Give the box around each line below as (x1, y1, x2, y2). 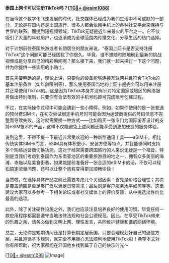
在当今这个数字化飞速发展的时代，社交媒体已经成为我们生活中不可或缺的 (5, 16, 155, 22)
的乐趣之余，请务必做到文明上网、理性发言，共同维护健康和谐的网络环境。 (5, 219, 159, 225)
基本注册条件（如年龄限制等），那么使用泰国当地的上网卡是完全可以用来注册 (5, 81, 162, 87)
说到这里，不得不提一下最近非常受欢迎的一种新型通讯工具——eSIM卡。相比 (5, 134, 161, 140)
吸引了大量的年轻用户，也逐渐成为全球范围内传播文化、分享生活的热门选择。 (5, 35, 164, 40)
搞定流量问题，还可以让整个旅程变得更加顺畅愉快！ (9, 166, 116, 172)
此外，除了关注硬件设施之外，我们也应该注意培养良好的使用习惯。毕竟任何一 (5, 206, 164, 212)
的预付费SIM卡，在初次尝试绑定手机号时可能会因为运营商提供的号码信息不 (5, 111, 159, 117)
